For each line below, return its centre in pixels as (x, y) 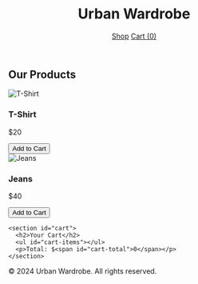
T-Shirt (23, 114)
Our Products (42, 74)
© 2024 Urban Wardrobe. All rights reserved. (83, 271)
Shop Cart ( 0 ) (134, 36)
